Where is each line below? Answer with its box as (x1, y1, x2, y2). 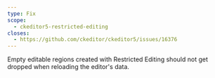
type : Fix (7, 10, 37, 17)
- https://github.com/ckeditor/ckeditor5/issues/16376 (13, 36, 178, 43)
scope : (7, 17, 27, 24)
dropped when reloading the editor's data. (7, 63, 130, 71)
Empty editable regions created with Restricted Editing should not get (7, 55, 209, 63)
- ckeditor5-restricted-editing (13, 23, 109, 30)
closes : (7, 29, 30, 37)
